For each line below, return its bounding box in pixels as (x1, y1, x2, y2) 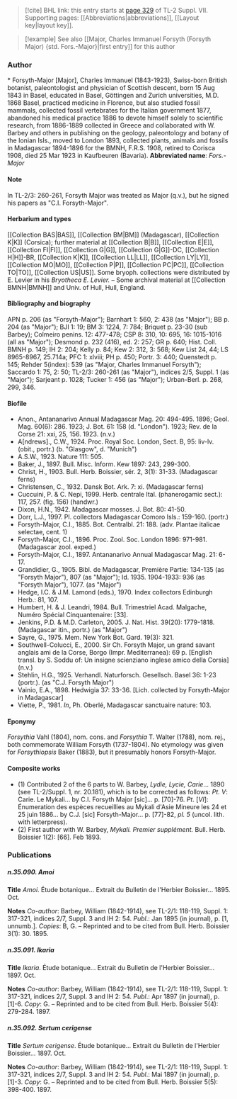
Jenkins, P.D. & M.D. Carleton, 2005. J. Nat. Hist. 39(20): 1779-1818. (17, 618, 215, 626)
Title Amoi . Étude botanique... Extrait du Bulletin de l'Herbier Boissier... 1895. (7, 886, 231, 894)
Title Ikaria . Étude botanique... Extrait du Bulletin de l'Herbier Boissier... (7, 964, 215, 972)
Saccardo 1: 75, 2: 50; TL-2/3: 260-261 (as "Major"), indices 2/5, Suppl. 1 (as (7, 368, 230, 376)
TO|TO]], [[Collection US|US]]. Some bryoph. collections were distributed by (7, 268, 230, 276)
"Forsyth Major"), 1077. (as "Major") (17, 580, 122, 589)
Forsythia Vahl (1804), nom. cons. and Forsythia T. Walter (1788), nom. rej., (7, 733, 226, 741)
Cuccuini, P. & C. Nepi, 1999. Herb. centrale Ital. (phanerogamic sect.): (17, 490, 223, 499)
